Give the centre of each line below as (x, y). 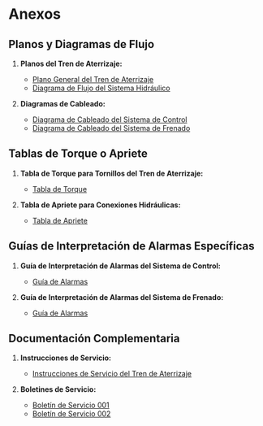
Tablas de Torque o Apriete (78, 154)
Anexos (34, 14)
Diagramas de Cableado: (63, 104)
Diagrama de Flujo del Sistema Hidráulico (101, 88)
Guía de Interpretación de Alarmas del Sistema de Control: (121, 266)
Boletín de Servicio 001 (71, 405)
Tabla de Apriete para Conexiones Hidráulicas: (100, 205)
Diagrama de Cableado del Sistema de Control (110, 120)
